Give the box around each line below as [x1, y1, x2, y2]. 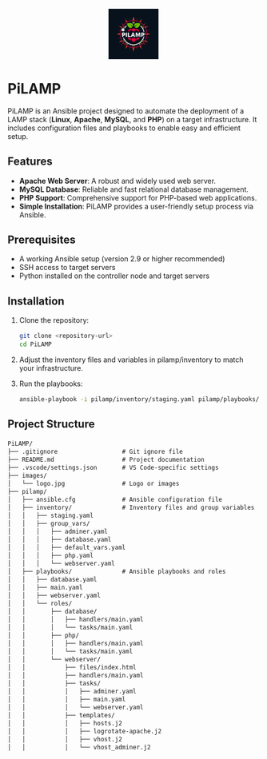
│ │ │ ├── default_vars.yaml [7, 543, 126, 551]
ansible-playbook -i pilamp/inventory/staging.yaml [18, 395, 195, 403]
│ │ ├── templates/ [7, 711, 115, 719]
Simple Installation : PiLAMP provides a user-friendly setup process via [18, 201, 253, 211]
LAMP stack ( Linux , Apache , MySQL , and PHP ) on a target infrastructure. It [7, 114, 257, 124]
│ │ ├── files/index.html [7, 663, 137, 671]
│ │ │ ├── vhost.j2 [7, 735, 123, 743]
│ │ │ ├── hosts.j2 [7, 719, 123, 727]
